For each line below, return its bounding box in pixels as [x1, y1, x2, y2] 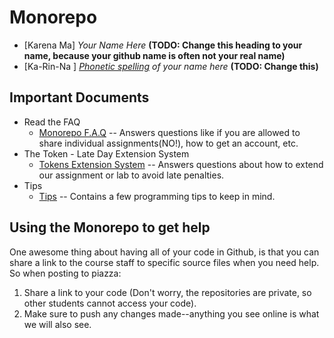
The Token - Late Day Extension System [23, 147, 190, 160]
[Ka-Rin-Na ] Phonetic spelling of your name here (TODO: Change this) [23, 60, 319, 72]
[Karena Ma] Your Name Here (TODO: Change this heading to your [23, 39, 303, 51]
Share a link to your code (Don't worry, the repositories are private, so [23, 286, 312, 298]
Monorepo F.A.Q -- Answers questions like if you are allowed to [38, 126, 301, 138]
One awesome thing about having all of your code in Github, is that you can [9, 246, 320, 258]
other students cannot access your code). [23, 297, 197, 309]
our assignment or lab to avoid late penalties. [38, 169, 225, 181]
